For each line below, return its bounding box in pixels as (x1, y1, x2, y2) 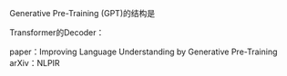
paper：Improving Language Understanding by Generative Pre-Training (9, 46, 278, 57)
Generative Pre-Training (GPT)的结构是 (9, 8, 156, 18)
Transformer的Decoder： (9, 27, 105, 38)
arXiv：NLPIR (9, 58, 61, 68)
